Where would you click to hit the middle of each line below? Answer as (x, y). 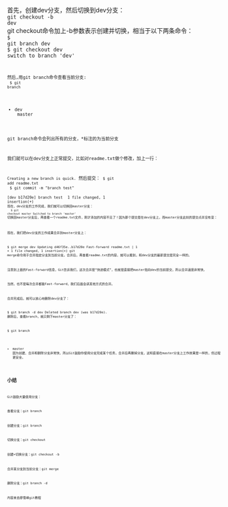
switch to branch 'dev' (41, 56)
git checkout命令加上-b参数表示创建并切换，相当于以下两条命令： (100, 31)
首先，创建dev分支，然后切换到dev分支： (66, 10)
